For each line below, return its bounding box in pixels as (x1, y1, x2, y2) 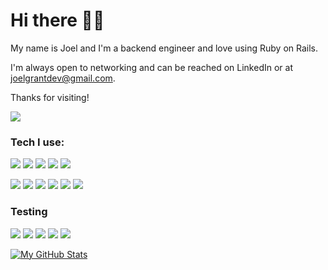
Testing (10, 205, 48, 219)
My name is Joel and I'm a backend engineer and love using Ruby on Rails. (10, 42, 319, 54)
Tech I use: (10, 135, 65, 149)
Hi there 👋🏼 (10, 9, 105, 32)
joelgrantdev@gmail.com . (10, 72, 116, 84)
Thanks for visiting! (10, 91, 90, 103)
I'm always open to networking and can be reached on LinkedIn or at (10, 61, 293, 73)
